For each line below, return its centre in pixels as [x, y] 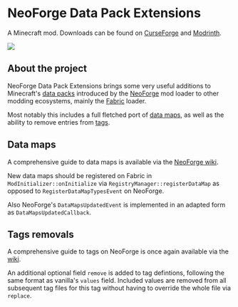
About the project [47, 69]
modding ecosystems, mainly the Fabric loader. [77, 100]
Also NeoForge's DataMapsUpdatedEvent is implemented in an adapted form [117, 204]
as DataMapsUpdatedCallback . [49, 212]
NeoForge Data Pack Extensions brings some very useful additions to [109, 85]
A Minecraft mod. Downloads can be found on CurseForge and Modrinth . [115, 33]
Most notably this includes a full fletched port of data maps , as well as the [116, 115]
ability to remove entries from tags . [59, 122]
